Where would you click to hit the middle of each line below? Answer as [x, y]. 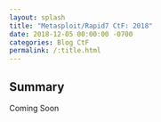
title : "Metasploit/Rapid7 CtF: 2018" [81, 26]
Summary [37, 87]
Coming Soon [34, 108]
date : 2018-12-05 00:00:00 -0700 [71, 34]
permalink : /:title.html [55, 51]
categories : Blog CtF [49, 42]
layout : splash [37, 17]
